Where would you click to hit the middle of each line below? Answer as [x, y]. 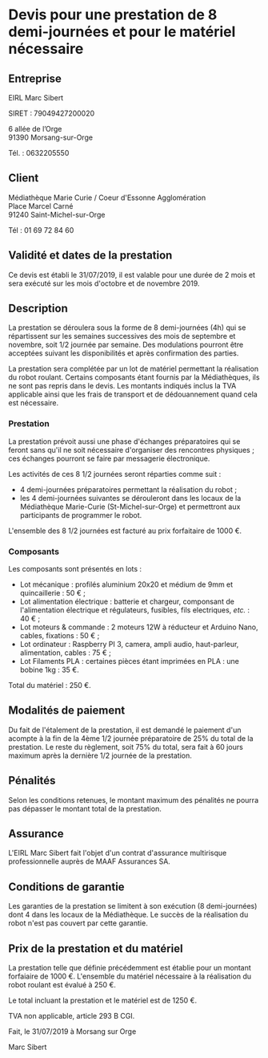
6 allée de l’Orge [35, 129]
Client [24, 178]
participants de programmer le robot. [81, 515]
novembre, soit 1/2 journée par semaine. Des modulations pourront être [126, 345]
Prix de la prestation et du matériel [96, 948]
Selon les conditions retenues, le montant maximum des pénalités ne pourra [133, 800]
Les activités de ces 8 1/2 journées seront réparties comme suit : [115, 474]
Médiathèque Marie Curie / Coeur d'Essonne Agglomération [107, 197]
